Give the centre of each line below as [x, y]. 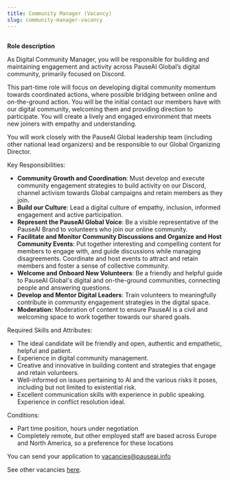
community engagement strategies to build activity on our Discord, [112, 185]
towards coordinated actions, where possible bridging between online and [112, 94]
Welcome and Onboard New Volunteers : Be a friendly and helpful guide [120, 273]
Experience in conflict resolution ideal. [71, 402]
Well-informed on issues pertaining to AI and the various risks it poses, [117, 380]
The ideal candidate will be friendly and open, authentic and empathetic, [119, 343]
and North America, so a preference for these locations [95, 443]
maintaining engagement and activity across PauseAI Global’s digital [104, 67]
